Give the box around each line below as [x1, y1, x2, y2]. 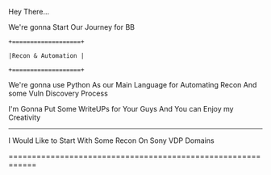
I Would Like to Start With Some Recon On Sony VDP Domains [8, 136, 215, 145]
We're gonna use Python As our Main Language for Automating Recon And [8, 80, 257, 89]
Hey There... [8, 7, 50, 16]
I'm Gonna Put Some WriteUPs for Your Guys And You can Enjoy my [8, 104, 234, 113]
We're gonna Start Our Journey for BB [8, 22, 135, 31]
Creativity [8, 112, 41, 122]
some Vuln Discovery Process [8, 88, 109, 98]
